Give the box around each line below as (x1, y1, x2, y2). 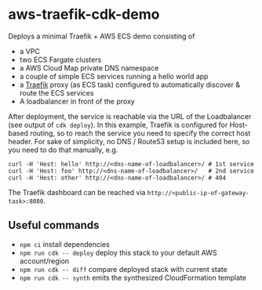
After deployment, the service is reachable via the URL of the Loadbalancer (8, 111, 252, 121)
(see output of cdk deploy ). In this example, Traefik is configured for (8, 120, 228, 129)
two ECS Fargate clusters (19, 55, 102, 64)
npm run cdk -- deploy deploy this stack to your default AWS (19, 248, 217, 257)
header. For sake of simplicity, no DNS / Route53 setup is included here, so (8, 136, 250, 146)
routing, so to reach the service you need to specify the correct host (30, 128, 251, 138)
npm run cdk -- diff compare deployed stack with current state (19, 264, 227, 274)
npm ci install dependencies (19, 239, 110, 248)
